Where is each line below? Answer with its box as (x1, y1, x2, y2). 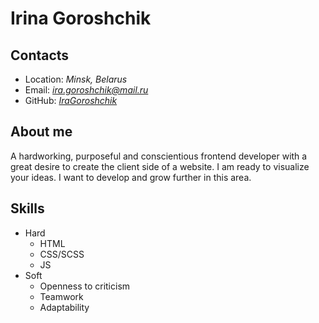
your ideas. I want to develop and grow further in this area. (10, 171, 252, 183)
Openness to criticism (39, 280, 131, 292)
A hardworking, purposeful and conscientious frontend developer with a (10, 150, 308, 162)
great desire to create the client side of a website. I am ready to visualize (10, 160, 310, 172)
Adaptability (39, 301, 90, 313)
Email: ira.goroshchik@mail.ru (24, 84, 149, 96)
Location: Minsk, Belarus (24, 73, 128, 85)
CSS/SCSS (39, 248, 85, 260)
